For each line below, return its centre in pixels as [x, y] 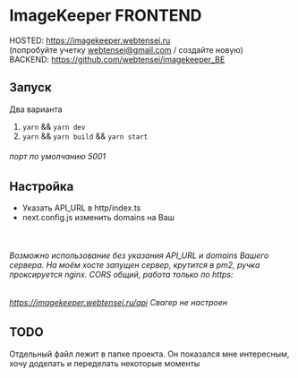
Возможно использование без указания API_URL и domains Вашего [139, 255]
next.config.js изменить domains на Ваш [98, 218]
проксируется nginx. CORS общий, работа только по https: [121, 274]
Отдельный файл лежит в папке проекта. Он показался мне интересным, [149, 354]
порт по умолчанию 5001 [57, 157]
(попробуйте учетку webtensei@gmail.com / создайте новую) [127, 49]
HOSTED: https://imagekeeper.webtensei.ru [90, 40]
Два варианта [36, 109]
